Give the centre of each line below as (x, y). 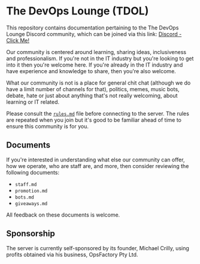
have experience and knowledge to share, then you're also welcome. (91, 71)
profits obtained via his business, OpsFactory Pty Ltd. (72, 254)
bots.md (24, 197)
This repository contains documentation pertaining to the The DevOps (93, 28)
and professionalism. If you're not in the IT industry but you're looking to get (100, 58)
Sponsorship (31, 234)
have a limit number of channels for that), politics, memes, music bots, (93, 89)
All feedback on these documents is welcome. (63, 215)
